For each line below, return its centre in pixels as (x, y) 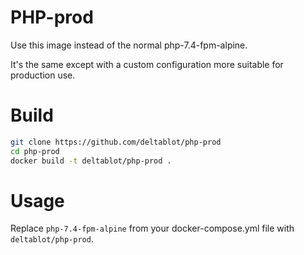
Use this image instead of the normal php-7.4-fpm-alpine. (129, 45)
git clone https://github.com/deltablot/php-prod (116, 142)
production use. (43, 75)
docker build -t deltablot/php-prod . (91, 161)
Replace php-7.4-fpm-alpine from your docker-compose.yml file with (152, 228)
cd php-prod (35, 151)
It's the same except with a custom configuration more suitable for (147, 64)
